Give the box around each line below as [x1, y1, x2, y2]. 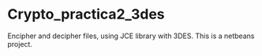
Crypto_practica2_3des [7, 5, 165, 23]
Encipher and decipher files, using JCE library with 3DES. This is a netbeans [7, 31, 255, 40]
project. [7, 39, 33, 48]
